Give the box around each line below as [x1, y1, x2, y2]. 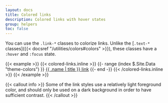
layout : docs [5, 7, 33, 13]
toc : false [5, 26, 29, 31]
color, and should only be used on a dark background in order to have [5, 87, 152, 93]
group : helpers [5, 21, 38, 27]
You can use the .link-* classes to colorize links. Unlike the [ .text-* [5, 40, 150, 46]
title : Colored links [5, 12, 51, 17]
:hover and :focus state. [5, 51, 56, 57]
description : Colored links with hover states [5, 17, 106, 22]
